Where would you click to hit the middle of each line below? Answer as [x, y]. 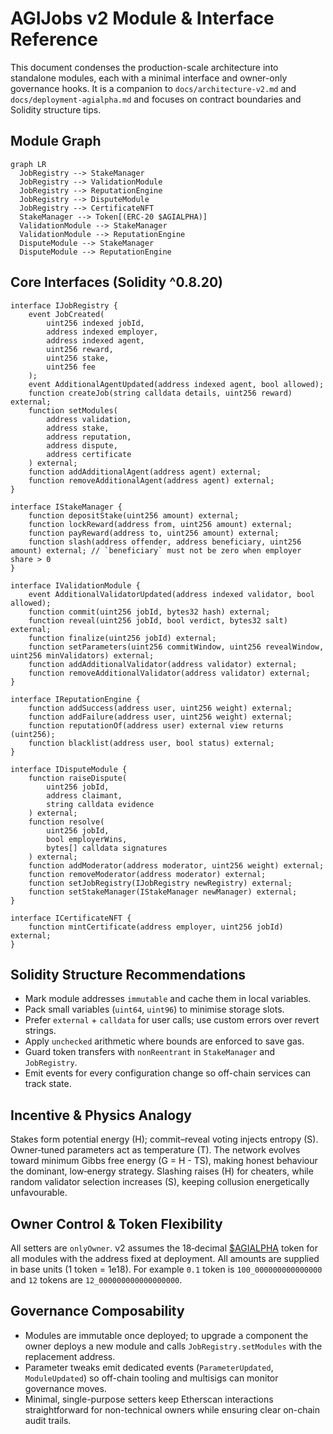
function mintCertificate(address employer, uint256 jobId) [156, 927]
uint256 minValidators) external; [82, 655]
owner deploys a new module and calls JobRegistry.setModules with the [173, 1346]
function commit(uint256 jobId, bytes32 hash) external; [149, 612]
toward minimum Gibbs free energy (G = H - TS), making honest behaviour [164, 1161]
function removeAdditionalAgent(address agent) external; [151, 480]
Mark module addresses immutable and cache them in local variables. [168, 999]
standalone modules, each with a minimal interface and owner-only [149, 78]
